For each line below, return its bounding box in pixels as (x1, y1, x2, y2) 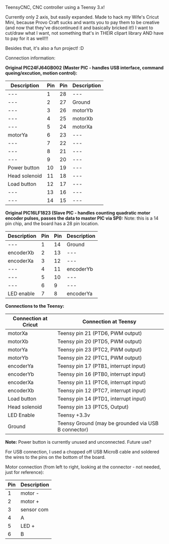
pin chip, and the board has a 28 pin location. (5, 221, 99, 226)
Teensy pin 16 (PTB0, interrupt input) (57, 371, 146, 377)
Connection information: (5, 55, 56, 61)
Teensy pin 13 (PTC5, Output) (57, 403, 129, 410)
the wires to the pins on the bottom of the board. (5, 454, 106, 460)
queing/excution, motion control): (5, 70, 77, 76)
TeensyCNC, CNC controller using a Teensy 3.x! (5, 5, 105, 10)
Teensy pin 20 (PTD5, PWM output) (57, 338, 142, 345)
